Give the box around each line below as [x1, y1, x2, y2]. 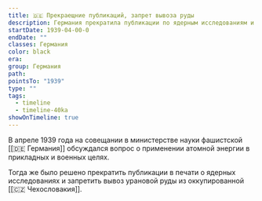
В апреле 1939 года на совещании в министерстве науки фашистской [8, 135, 243, 144]
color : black [8, 48, 51, 56]
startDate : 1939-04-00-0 [8, 26, 89, 34]
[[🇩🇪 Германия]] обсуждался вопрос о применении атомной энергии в [8, 143, 250, 153]
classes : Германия [8, 41, 68, 49]
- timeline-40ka [15, 107, 68, 115]
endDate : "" [8, 33, 47, 42]
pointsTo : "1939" [8, 77, 65, 85]
